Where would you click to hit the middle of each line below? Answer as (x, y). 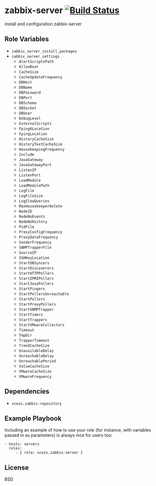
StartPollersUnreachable (44, 294)
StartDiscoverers (36, 268)
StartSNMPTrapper (36, 309)
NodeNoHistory (33, 222)
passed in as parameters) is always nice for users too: (58, 435)
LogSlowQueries (34, 201)
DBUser (25, 113)
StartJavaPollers (36, 284)
